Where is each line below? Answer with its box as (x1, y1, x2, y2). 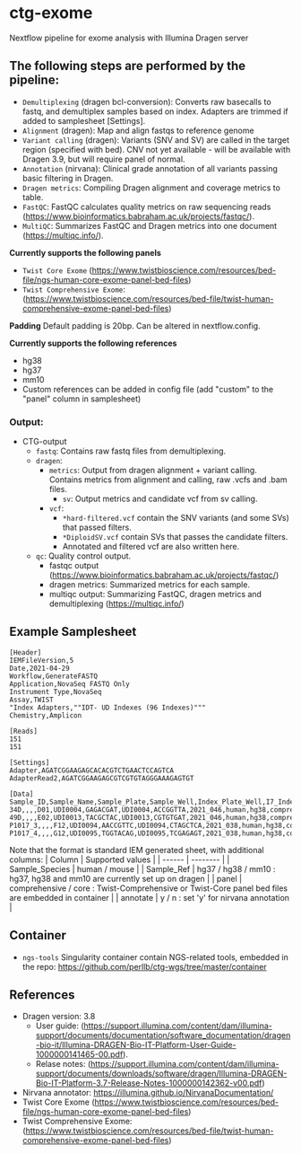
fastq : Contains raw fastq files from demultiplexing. (35, 445, 227, 456)
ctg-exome (9, 3, 93, 23)
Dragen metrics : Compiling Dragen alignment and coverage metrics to (21, 182, 280, 193)
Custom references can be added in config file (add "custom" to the (21, 383, 274, 394)
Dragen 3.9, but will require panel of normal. (21, 154, 185, 164)
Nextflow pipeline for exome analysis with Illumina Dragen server (9, 32, 249, 43)
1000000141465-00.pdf (35, 1049, 124, 1060)
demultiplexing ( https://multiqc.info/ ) (48, 598, 185, 609)
